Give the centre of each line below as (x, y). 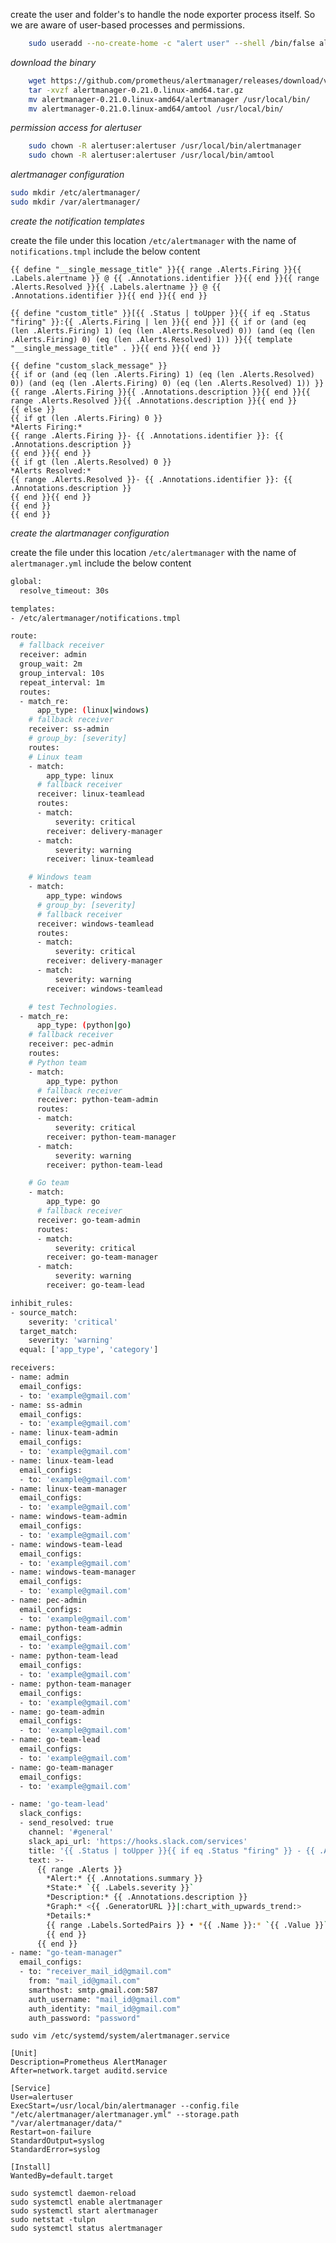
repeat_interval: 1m (62, 682)
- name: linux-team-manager (69, 1489)
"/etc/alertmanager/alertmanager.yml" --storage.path (125, 2115)
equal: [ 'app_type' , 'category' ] (89, 1350)
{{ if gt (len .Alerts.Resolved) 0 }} (91, 462)
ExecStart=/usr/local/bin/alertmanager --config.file (125, 2106)
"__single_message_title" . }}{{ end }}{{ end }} (116, 348)
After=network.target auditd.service (89, 2071)
